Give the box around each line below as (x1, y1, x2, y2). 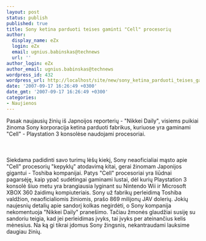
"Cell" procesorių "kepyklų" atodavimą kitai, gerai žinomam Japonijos (6, 163, 182, 170)
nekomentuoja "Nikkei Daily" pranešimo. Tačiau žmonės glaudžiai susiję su (6, 208, 196, 215)
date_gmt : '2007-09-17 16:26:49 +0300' (6, 89, 109, 95)
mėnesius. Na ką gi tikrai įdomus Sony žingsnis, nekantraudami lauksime (6, 221, 190, 229)
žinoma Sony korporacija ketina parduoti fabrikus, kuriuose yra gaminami (6, 123, 191, 131)
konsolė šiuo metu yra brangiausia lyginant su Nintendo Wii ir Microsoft (6, 182, 186, 189)
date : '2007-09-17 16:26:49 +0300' (6, 83, 97, 90)
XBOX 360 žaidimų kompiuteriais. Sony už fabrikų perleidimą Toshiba (6, 188, 182, 196)
